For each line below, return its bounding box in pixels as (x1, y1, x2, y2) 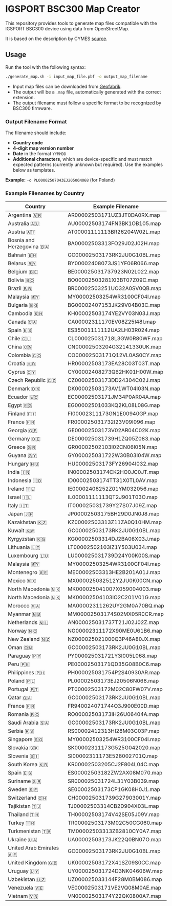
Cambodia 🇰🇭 (8, 310, 44, 317)
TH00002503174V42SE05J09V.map (67, 811, 160, 818)
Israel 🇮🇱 (8, 494, 32, 501)
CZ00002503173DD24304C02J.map (67, 377, 161, 384)
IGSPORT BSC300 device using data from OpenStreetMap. (5, 25, 130, 31)
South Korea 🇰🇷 (8, 761, 48, 768)
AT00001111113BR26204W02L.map (67, 228, 161, 235)
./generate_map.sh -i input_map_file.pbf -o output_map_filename (5, 74, 147, 79)
